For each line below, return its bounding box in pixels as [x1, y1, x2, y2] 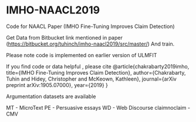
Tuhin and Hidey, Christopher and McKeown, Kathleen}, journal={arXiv [6, 75, 177, 82]
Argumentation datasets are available [6, 93, 96, 100]
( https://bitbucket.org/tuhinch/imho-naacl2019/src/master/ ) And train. [6, 40, 175, 47]
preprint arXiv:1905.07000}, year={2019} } [6, 81, 109, 88]
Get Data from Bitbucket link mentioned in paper [6, 34, 123, 41]
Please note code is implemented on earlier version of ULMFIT [6, 51, 157, 58]
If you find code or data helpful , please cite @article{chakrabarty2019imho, [6, 62, 190, 70]
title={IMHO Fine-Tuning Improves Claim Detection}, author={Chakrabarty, [6, 69, 186, 76]
